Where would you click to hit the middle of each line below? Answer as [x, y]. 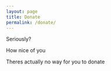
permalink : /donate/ [31, 22]
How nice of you [26, 50]
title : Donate [23, 17]
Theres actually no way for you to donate [56, 62]
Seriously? [19, 39]
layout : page [22, 11]
